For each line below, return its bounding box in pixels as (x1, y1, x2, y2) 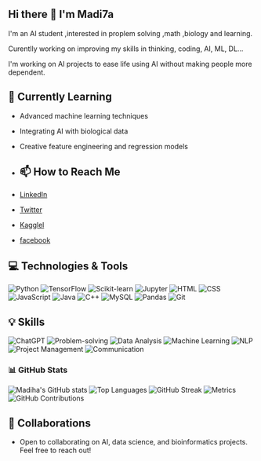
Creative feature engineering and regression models (19, 141, 188, 151)
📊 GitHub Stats (8, 364, 68, 375)
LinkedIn (19, 190, 48, 199)
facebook (19, 236, 51, 245)
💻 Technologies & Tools (8, 259, 129, 273)
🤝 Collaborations (8, 416, 92, 430)
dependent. (8, 68, 45, 77)
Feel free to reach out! (19, 445, 92, 456)
